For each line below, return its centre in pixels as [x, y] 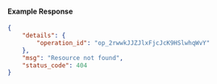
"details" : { [44, 36]
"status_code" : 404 [55, 65]
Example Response [40, 11]
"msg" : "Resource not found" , [73, 58]
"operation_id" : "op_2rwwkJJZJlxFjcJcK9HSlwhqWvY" [123, 43]
